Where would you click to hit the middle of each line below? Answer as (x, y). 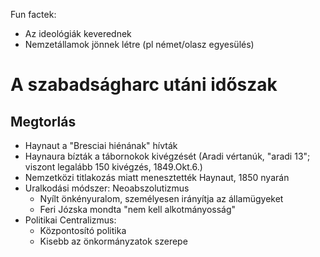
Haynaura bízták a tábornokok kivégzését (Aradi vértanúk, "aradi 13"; (167, 156)
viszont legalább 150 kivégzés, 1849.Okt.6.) (113, 167)
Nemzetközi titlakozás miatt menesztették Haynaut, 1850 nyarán (157, 177)
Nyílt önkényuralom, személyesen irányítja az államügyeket (161, 198)
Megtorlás (43, 121)
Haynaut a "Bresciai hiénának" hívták (101, 145)
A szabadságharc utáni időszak (144, 85)
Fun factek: (33, 14)
